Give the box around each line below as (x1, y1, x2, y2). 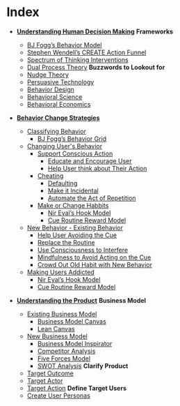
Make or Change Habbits (37, 201, 109, 209)
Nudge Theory (26, 70, 69, 79)
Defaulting (47, 179, 78, 187)
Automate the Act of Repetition (47, 193, 136, 202)
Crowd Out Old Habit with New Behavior (37, 260, 153, 269)
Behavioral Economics (26, 100, 91, 108)
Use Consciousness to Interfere (37, 246, 129, 254)
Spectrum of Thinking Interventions (26, 55, 129, 63)
